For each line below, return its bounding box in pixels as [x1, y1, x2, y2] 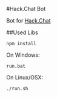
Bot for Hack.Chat [6, 17, 51, 24]
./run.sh [6, 85, 29, 92]
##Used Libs [6, 29, 38, 36]
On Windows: [6, 51, 40, 59]
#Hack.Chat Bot [6, 5, 46, 12]
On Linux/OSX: [6, 74, 44, 81]
